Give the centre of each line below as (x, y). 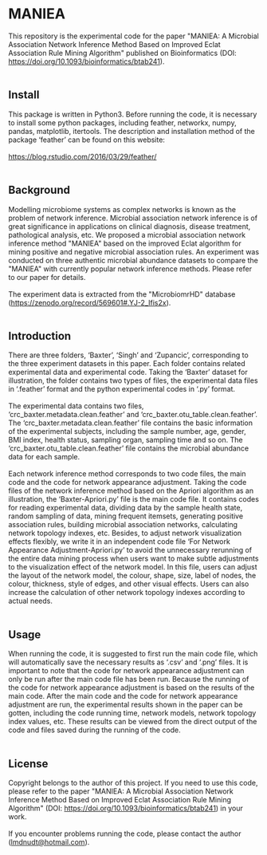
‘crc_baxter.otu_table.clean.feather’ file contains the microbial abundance (129, 448)
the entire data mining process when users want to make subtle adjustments (133, 558)
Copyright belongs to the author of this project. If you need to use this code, (133, 783)
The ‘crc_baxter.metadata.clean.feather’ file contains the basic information (131, 423)
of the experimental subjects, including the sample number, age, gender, (127, 431)
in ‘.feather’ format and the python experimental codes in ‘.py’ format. (122, 389)
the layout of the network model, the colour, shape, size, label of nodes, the (132, 576)
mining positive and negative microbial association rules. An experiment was (134, 251)
